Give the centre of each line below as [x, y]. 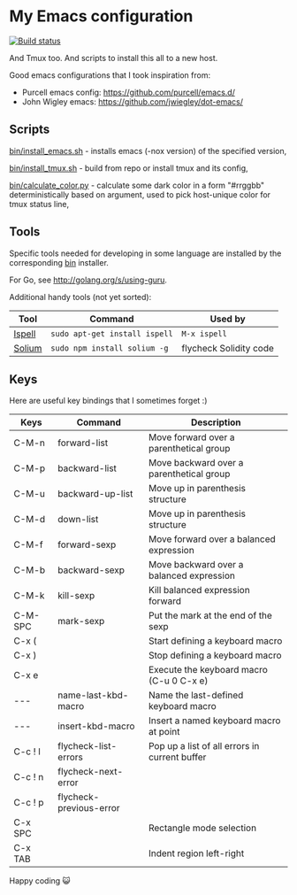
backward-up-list [95, 494]
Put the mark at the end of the [210, 615]
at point [164, 732]
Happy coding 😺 [40, 881]
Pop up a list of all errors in [204, 746]
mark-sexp [81, 621]
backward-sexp [91, 570]
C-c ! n [29, 777]
